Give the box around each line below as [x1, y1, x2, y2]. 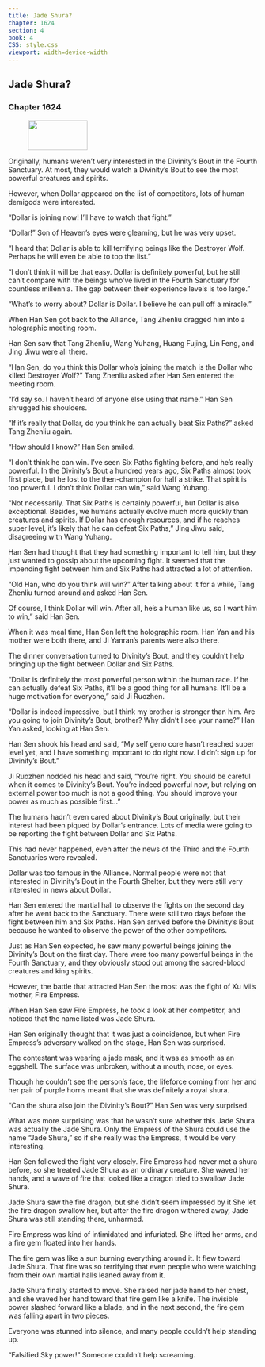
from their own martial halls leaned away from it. [8, 1270, 166, 1280]
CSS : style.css [8, 41, 59, 49]
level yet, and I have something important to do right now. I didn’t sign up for [8, 747, 257, 757]
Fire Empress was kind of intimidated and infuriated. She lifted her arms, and [8, 1229, 258, 1238]
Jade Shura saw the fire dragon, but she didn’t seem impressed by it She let [8, 1197, 256, 1207]
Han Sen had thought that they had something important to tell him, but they [8, 547, 256, 556]
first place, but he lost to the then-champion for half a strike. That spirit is [8, 474, 247, 484]
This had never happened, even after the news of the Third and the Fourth [8, 844, 250, 854]
